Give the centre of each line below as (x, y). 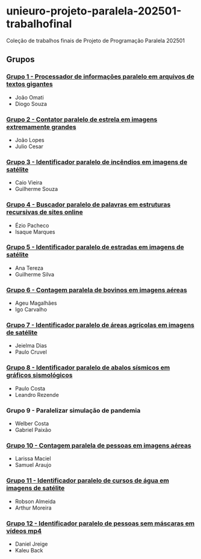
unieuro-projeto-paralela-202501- (94, 11)
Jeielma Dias (31, 346)
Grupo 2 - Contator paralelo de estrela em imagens (82, 119)
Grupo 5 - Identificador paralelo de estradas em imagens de (95, 247)
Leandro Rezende (37, 395)
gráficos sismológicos (39, 375)
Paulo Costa (30, 388)
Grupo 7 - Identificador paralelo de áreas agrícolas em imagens (100, 325)
